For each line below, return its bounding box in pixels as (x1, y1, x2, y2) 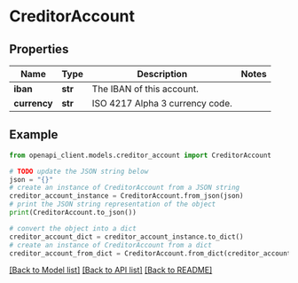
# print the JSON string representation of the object (9, 200, 216, 209)
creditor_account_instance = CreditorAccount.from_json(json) (9, 192, 244, 200)
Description (137, 68, 188, 80)
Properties (9, 42, 69, 57)
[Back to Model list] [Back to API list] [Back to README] (9, 264, 213, 276)
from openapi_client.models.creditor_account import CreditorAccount (9, 151, 272, 160)
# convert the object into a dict (9, 224, 137, 232)
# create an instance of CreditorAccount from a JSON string (9, 184, 240, 193)
